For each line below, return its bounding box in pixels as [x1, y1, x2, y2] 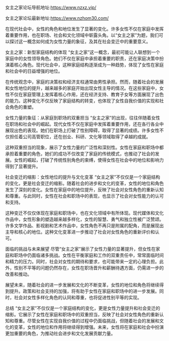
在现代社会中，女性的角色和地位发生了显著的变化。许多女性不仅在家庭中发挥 [5, 26, 164, 32]
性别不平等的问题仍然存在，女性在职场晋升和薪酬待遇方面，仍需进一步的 [14, 265, 164, 271]
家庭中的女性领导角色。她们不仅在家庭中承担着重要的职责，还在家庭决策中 [5, 55, 159, 62]
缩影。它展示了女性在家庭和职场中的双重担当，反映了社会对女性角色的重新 [5, 312, 159, 317]
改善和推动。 [5, 271, 32, 277]
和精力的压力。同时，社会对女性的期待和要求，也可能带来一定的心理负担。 [5, 259, 159, 264]
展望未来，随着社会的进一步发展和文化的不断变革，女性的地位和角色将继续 [5, 282, 159, 288]
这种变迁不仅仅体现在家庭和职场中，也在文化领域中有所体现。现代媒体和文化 [5, 210, 164, 216]
